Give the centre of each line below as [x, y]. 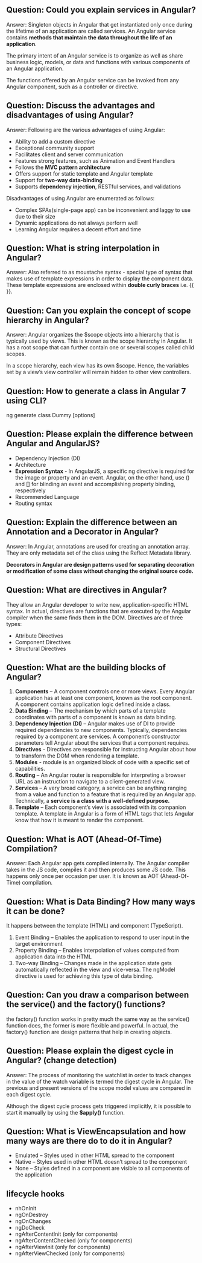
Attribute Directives [39, 636]
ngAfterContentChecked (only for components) [74, 1241]
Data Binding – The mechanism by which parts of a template [90, 711]
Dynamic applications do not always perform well [76, 223]
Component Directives [43, 642]
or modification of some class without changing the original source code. [100, 571]
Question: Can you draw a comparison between [98, 995]
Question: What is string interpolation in [83, 249]
